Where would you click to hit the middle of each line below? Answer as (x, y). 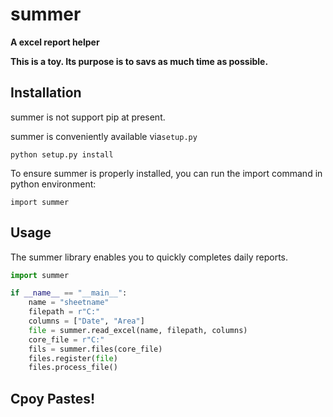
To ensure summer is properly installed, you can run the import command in (166, 173)
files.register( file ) (73, 358)
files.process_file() (73, 368)
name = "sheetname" (69, 303)
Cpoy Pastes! (53, 398)
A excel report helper (55, 42)
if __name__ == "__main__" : (69, 293)
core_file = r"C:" (66, 339)
